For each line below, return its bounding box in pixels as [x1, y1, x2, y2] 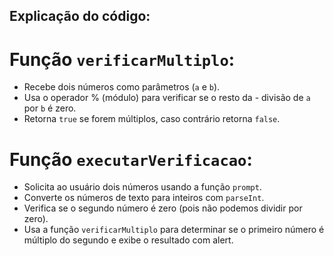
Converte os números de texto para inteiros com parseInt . [23, 192, 265, 204]
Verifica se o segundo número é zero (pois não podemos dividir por [23, 202, 303, 214]
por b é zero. [23, 102, 77, 114]
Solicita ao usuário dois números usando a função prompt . [23, 181, 262, 193]
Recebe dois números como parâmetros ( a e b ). [23, 81, 221, 93]
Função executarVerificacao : [9, 148, 253, 171]
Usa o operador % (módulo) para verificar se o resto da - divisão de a [23, 92, 311, 104]
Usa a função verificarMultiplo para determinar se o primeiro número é [23, 224, 325, 236]
